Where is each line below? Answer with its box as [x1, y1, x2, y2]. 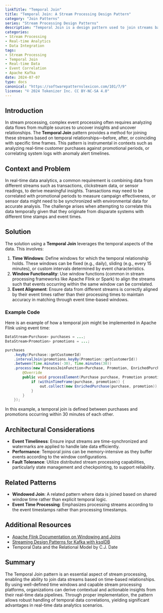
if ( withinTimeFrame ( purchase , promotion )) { [31, 379, 125, 384]
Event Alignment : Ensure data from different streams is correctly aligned [12, 286, 158, 292]
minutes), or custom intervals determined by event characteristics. [12, 266, 145, 271]
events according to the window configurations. [12, 454, 108, 460]
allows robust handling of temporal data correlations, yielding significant [5, 597, 149, 603]
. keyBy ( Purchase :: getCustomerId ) [14, 352, 81, 357]
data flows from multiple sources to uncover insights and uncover [5, 125, 136, 130]
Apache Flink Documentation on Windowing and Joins [12, 534, 121, 540]
